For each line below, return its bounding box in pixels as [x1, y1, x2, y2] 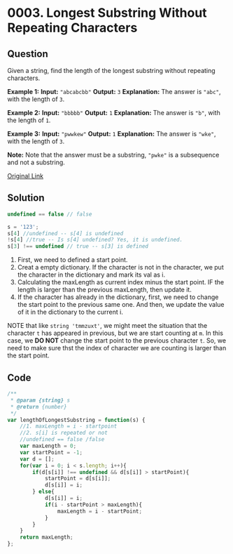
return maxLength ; [20, 534, 73, 541]
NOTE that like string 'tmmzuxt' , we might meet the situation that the [7, 322, 208, 330]
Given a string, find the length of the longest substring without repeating [7, 67, 216, 74]
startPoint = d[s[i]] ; [44, 475, 111, 482]
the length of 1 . [7, 116, 51, 124]
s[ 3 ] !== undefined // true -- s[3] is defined [7, 243, 149, 250]
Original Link [7, 172, 44, 180]
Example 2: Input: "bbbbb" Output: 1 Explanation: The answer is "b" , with [7, 109, 220, 117]
